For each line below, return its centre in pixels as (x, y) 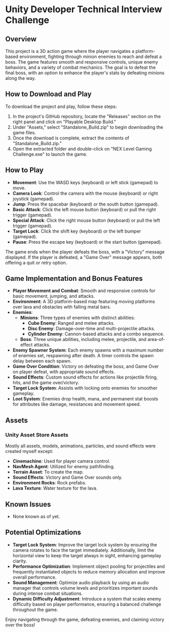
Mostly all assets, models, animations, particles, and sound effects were (80, 446)
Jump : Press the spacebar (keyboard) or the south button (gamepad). (86, 204)
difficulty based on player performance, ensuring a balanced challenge (87, 604)
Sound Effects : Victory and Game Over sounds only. (67, 477)
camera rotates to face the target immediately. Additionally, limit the (83, 550)
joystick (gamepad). (33, 198)
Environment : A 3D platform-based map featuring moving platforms (84, 302)
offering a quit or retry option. (36, 263)
